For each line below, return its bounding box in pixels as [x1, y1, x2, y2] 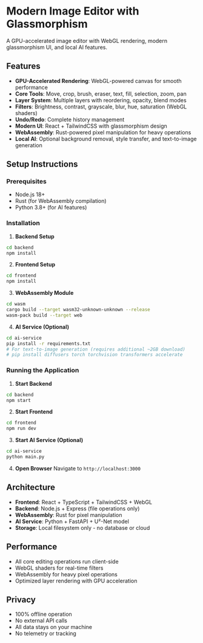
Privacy [6, 595, 36, 605]
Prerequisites [6, 177, 47, 186]
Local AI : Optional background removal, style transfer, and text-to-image [15, 135, 197, 142]
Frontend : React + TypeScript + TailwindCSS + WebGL [15, 498, 153, 506]
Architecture [6, 483, 56, 493]
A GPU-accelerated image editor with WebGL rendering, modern [6, 37, 168, 44]
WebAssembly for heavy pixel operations [15, 570, 118, 578]
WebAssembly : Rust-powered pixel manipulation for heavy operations [15, 128, 191, 136]
